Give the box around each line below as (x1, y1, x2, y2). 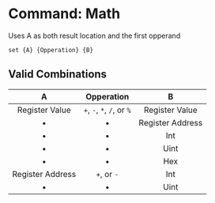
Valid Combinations (8, 68, 107, 81)
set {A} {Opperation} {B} (8, 46, 93, 54)
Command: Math (8, 5, 121, 23)
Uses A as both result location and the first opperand (8, 31, 181, 40)
